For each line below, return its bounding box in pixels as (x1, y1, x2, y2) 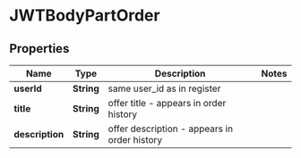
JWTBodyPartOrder (9, 5, 160, 26)
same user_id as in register (107, 82, 221, 95)
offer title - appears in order (107, 97, 227, 109)
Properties (9, 41, 70, 56)
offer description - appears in (107, 122, 234, 135)
